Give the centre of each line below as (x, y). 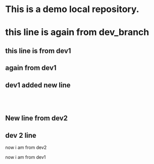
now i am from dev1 (26, 157)
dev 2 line (21, 135)
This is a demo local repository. (72, 9)
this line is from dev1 (38, 51)
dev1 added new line (38, 85)
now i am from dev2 (26, 147)
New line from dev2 (37, 118)
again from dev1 (31, 68)
